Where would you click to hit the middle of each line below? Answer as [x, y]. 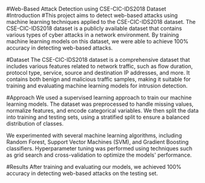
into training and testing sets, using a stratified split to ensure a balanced [98, 117]
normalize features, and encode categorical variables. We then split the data [102, 110]
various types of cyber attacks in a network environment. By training [93, 35]
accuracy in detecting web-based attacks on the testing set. [82, 173]
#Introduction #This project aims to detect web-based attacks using [92, 15]
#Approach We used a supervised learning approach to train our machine [99, 98]
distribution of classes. [35, 124]
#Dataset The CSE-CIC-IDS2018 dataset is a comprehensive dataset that [98, 60]
